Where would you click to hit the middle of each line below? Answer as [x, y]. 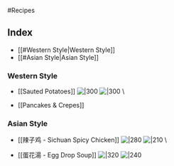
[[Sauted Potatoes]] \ [71, 91]
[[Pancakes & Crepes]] [51, 105]
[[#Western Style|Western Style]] [66, 50]
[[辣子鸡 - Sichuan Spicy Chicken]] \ [92, 140]
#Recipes [21, 10]
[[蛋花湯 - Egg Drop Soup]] [57, 155]
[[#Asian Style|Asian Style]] [58, 57]
